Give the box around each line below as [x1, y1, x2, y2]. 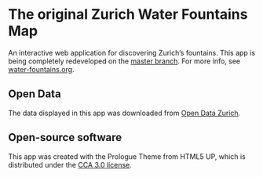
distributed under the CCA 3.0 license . [8, 160, 132, 169]
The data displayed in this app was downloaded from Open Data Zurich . [8, 108, 241, 117]
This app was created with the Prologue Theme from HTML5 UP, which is [8, 151, 246, 161]
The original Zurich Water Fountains [8, 5, 248, 23]
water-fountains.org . [8, 64, 75, 74]
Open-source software [8, 131, 122, 144]
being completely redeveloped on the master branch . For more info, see [8, 56, 241, 66]
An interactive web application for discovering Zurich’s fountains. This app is [8, 48, 256, 57]
